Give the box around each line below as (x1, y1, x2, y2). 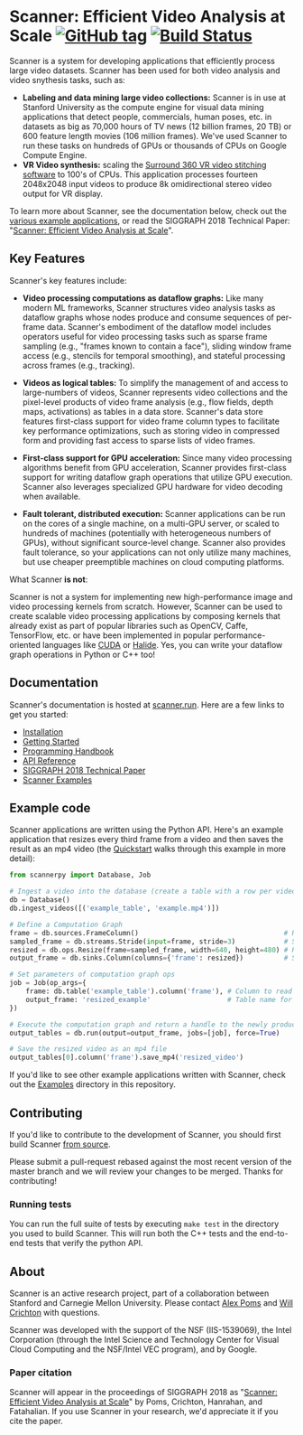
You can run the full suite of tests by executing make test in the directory (9, 1218, 280, 1230)
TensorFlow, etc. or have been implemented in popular (9, 630, 212, 641)
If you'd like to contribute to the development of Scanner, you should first (9, 1129, 281, 1140)
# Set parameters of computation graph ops (9, 970, 176, 980)
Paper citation (9, 1366, 72, 1379)
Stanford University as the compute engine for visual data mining (22, 101, 264, 112)
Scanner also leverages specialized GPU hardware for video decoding (22, 481, 283, 492)
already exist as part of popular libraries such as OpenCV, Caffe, (9, 620, 248, 631)
